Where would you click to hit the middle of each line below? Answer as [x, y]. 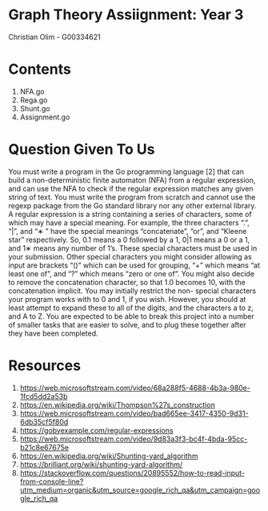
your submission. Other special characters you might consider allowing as [130, 256]
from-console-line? [52, 481]
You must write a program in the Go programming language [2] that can [126, 171]
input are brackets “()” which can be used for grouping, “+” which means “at [134, 265]
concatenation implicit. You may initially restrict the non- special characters [132, 291]
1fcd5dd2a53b [44, 396]
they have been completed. [53, 333]
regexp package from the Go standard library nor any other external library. [132, 205]
